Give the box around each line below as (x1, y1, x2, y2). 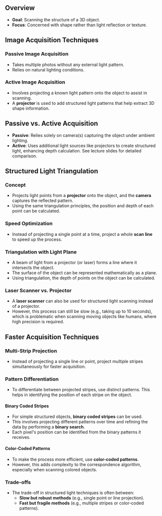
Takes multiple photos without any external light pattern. (12, 62, 124, 67)
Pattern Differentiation (5, 376, 59, 383)
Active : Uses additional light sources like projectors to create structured (12, 143, 156, 149)
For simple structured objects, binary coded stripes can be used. (12, 414, 143, 419)
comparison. (12, 153, 37, 159)
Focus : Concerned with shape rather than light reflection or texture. (12, 22, 147, 28)
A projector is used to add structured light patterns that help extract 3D (12, 100, 155, 106)
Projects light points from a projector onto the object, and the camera (12, 193, 151, 199)
